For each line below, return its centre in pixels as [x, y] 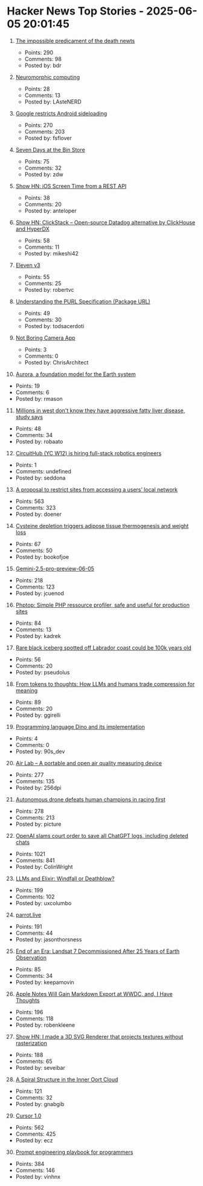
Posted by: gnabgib [40, 1104]
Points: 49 [37, 313]
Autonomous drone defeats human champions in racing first [90, 799]
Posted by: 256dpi [38, 788]
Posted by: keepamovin [45, 982]
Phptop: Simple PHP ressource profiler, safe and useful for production [102, 605]
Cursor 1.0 [28, 1116]
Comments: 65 [34, 1061]
